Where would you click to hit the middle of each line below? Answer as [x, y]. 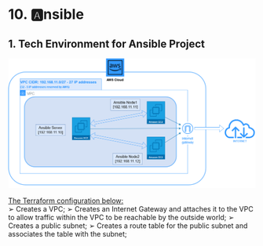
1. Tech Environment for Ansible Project [107, 43]
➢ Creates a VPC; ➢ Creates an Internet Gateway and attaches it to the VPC [131, 209]
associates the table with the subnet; [68, 234]
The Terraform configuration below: [66, 201]
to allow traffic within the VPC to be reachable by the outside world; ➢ [121, 218]
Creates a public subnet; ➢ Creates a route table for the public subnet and [128, 226]
